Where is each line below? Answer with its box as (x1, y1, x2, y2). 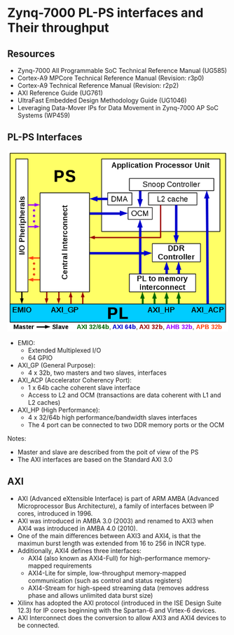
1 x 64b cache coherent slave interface (27, 383, 141, 392)
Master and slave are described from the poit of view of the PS (17, 448, 199, 456)
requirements (53, 561, 92, 570)
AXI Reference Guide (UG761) (17, 89, 104, 97)
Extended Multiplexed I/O (27, 346, 102, 354)
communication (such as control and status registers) (27, 576, 182, 584)
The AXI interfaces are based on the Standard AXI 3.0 (17, 455, 173, 464)
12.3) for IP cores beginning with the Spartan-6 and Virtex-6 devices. (17, 606, 217, 615)
